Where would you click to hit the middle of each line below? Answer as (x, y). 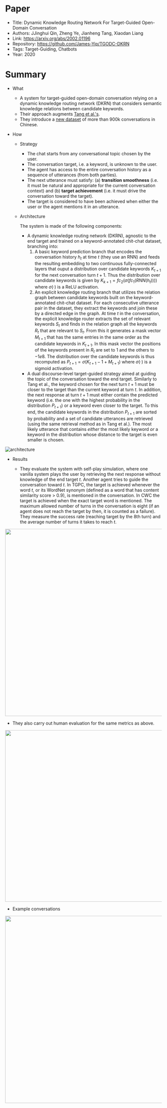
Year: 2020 (24, 54)
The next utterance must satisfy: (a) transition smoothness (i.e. (93, 180)
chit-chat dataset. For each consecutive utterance (108, 303)
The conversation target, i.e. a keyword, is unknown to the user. (92, 164)
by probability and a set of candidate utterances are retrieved (90, 418)
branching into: (43, 246)
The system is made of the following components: (71, 226)
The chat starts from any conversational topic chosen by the (89, 153)
